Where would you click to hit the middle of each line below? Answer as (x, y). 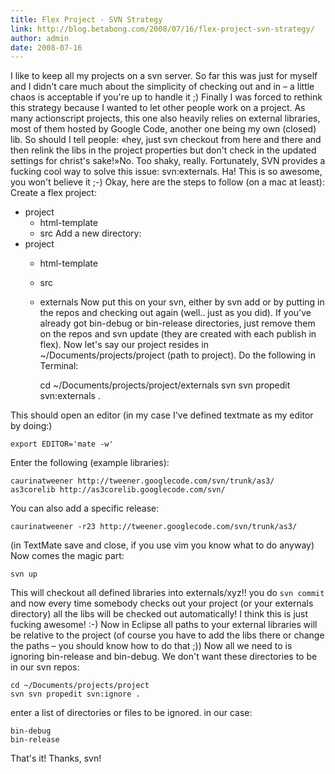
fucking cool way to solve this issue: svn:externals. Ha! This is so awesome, (166, 172)
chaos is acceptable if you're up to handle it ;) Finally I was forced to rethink (166, 97)
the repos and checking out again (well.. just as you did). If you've (175, 313)
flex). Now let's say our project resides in (124, 345)
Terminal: (59, 366)
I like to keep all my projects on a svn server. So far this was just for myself (164, 76)
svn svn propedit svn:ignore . (75, 694)
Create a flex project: (53, 193)
